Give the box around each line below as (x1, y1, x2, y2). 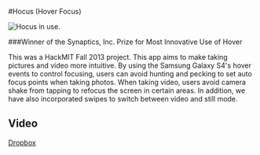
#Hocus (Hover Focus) (8, 7, 82, 16)
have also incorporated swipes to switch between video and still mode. (8, 94, 238, 103)
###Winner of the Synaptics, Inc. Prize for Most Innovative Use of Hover (8, 37, 243, 46)
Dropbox (8, 138, 37, 147)
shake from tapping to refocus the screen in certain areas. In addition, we (8, 86, 246, 95)
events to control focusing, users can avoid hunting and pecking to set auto (8, 69, 253, 78)
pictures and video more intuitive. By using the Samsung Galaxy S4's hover (8, 61, 252, 70)
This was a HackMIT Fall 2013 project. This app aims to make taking (8, 53, 228, 61)
